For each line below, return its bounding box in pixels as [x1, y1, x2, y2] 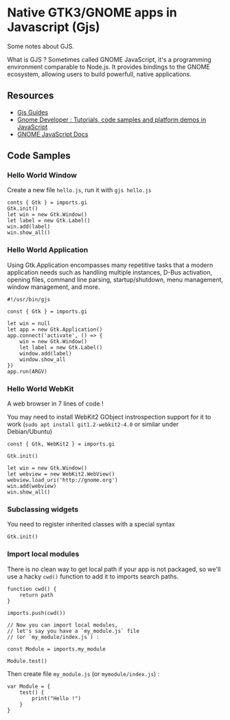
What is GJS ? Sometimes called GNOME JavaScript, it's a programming [7, 55, 211, 63]
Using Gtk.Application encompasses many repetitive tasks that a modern [7, 261, 214, 269]
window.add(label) [19, 350, 72, 357]
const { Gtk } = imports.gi [7, 307, 88, 315]
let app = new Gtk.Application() [7, 326, 103, 333]
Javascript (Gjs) [7, 19, 101, 35]
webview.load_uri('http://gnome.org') [7, 477, 118, 484]
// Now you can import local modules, [7, 621, 118, 629]
